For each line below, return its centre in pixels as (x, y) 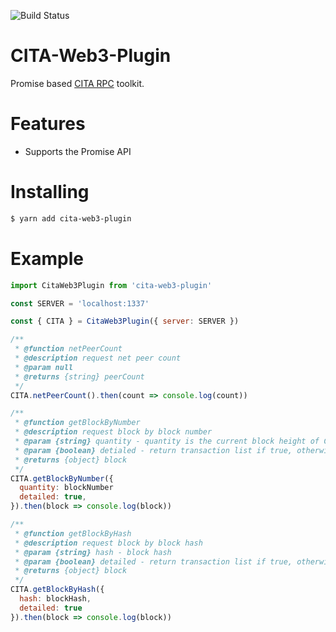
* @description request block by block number (113, 432)
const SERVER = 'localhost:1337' (80, 303)
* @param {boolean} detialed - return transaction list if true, (153, 450)
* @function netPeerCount (68, 349)
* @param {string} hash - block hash (93, 552)
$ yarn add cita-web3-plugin (71, 218)
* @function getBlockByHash (73, 533)
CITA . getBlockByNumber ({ (62, 478)
